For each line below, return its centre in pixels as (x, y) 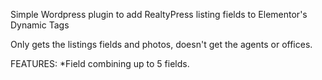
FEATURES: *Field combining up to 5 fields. (100, 63)
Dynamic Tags (40, 25)
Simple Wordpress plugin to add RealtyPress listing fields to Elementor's (159, 14)
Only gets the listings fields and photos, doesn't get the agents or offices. (161, 44)
